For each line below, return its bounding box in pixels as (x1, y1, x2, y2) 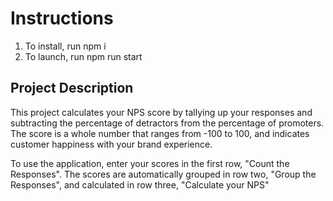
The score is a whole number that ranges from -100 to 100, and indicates (10, 127, 310, 139)
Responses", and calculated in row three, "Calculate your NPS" (10, 178, 270, 191)
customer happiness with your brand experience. (10, 138, 213, 150)
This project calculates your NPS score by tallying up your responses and (10, 106, 313, 118)
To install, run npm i (24, 40, 107, 52)
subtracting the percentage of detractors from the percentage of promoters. (10, 117, 325, 129)
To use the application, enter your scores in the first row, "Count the (10, 157, 290, 169)
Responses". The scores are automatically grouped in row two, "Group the (10, 168, 317, 180)
